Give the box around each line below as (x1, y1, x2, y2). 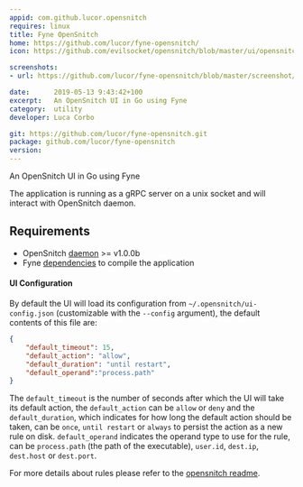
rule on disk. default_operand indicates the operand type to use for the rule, (9, 431, 290, 442)
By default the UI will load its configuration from (9, 299, 187, 309)
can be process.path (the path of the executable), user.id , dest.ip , (9, 441, 260, 452)
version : (9, 146, 42, 155)
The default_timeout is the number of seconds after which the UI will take (9, 393, 285, 404)
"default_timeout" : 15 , (25, 343, 115, 352)
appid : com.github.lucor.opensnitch (9, 13, 147, 23)
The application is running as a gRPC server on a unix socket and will (9, 188, 266, 198)
